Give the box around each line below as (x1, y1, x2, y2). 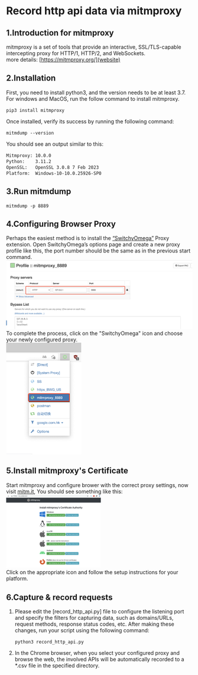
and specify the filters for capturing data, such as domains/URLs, (14, 615, 174, 622)
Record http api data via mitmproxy (6, 4, 182, 18)
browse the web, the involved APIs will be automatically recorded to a (14, 656, 184, 663)
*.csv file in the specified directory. (14, 662, 100, 669)
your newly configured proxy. (6, 336, 78, 343)
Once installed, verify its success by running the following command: (6, 117, 174, 125)
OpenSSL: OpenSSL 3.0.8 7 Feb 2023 (6, 164, 99, 170)
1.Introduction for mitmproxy (6, 28, 114, 38)
